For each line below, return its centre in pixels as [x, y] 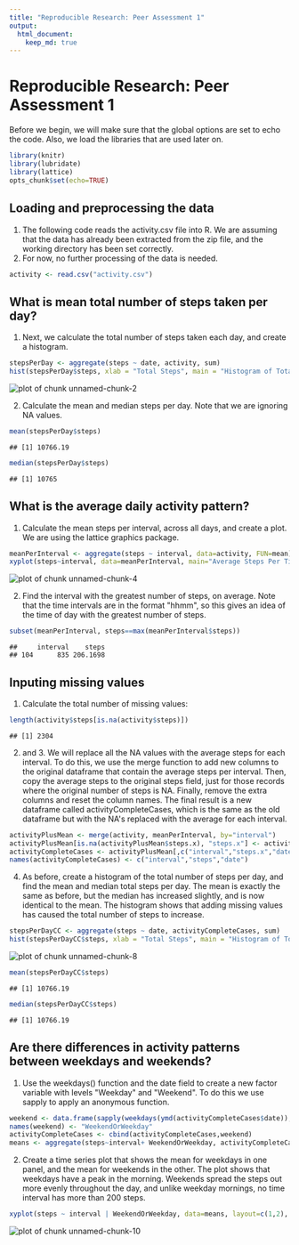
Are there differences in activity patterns [125, 1048]
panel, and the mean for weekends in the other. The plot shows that [146, 1169]
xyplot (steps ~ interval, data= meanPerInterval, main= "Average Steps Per [145, 562]
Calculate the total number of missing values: [105, 703]
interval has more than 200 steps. [84, 1198]
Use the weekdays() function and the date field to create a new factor [149, 1083]
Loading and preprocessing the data [112, 209]
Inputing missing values [77, 682]
